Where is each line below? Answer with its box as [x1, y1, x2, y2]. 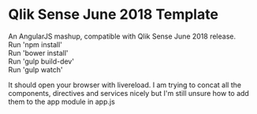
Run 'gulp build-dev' [8, 57, 75, 66]
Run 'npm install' [8, 39, 63, 49]
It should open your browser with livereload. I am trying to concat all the [8, 80, 242, 90]
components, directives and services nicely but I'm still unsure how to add [8, 88, 250, 97]
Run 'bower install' [8, 48, 69, 57]
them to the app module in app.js [8, 97, 116, 106]
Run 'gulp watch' [8, 64, 63, 74]
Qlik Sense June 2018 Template [8, 6, 219, 24]
